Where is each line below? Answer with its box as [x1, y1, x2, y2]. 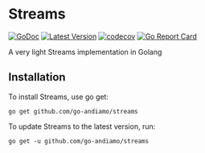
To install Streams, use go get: [8, 92, 109, 101]
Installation [8, 70, 66, 85]
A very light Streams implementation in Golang [8, 47, 162, 56]
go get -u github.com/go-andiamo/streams [8, 137, 150, 145]
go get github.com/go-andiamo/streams [8, 107, 138, 115]
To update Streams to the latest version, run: [8, 122, 156, 131]
